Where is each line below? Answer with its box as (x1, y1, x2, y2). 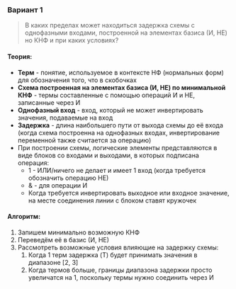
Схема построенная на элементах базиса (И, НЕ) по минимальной (17, 83, 226, 91)
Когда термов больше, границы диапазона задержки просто (28, 266, 213, 274)
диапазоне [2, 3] (28, 258, 79, 266)
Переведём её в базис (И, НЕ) (17, 235, 110, 244)
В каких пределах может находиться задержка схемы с (24, 21, 195, 30)
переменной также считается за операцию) (17, 136, 152, 144)
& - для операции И (28, 181, 88, 189)
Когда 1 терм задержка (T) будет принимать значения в (28, 250, 198, 259)
